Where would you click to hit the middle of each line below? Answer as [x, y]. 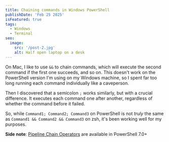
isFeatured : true [24, 19]
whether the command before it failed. [45, 103]
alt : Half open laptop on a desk [50, 52]
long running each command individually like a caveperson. [67, 83]
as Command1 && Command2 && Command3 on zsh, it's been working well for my [83, 119]
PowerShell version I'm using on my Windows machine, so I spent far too [81, 78]
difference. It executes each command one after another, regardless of [79, 98]
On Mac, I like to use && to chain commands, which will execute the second [83, 67]
